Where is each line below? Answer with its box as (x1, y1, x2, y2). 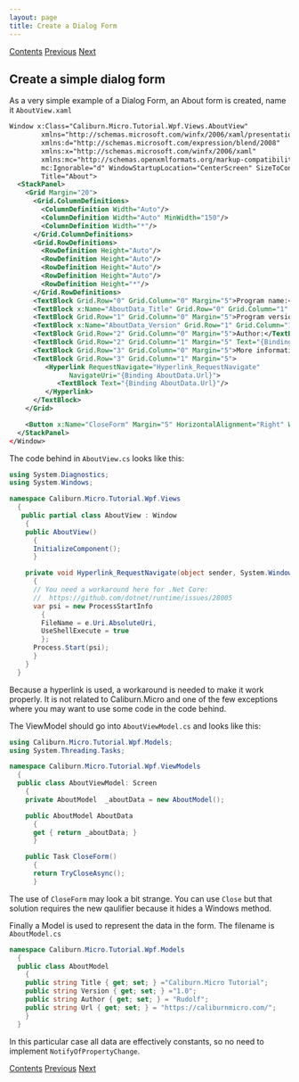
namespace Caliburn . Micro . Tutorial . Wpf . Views (9, 494, 181, 504)
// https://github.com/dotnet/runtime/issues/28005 (32, 593, 233, 602)
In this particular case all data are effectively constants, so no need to (9, 1036, 264, 1046)
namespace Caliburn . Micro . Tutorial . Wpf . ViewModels (9, 762, 201, 772)
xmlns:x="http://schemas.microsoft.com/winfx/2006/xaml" (41, 146, 256, 156)
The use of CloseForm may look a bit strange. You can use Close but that (9, 893, 273, 904)
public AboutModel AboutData (25, 811, 133, 821)
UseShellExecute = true (41, 626, 129, 636)
